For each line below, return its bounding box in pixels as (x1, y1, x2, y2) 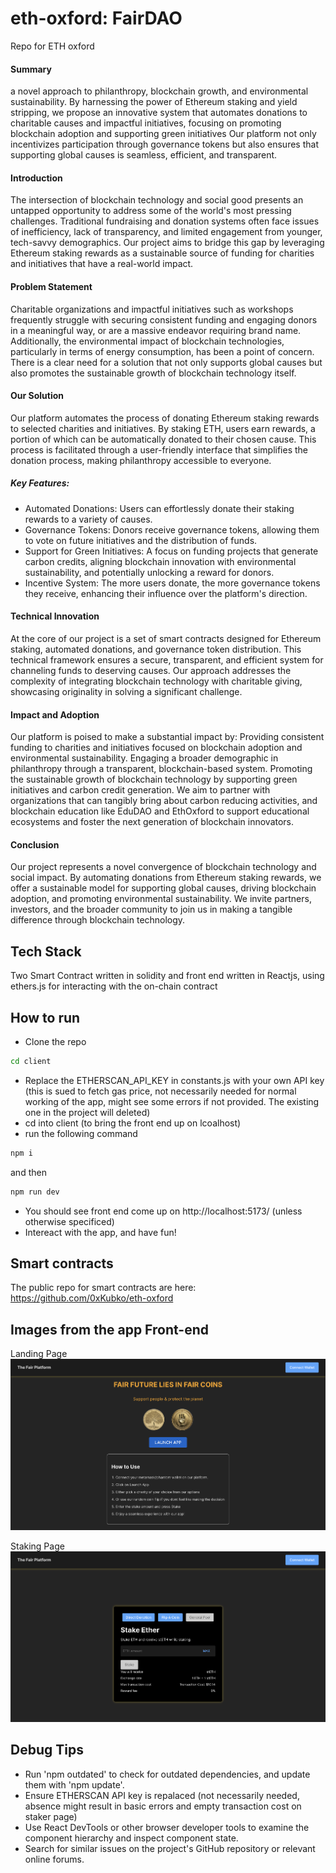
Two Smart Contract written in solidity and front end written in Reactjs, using (10, 970, 325, 982)
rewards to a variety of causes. (24, 513, 153, 525)
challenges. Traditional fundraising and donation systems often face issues (10, 215, 320, 227)
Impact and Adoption (10, 708, 100, 721)
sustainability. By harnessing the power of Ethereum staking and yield (10, 96, 298, 108)
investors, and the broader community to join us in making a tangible (10, 903, 293, 916)
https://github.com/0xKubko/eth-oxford (10, 1292, 174, 1304)
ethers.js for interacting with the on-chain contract (10, 980, 218, 992)
